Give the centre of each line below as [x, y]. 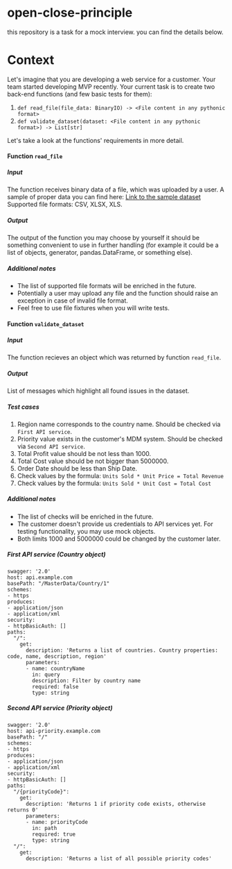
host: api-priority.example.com [54, 731]
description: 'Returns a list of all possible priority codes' [119, 859]
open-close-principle [70, 13]
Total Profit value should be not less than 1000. [84, 453]
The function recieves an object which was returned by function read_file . [114, 357]
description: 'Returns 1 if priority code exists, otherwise [116, 804]
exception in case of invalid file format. [72, 301]
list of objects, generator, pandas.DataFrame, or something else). [100, 253]
